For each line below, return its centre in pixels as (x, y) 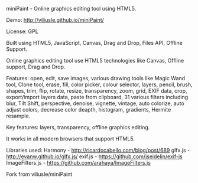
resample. (18, 116)
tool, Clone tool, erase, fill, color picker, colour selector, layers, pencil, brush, (99, 84)
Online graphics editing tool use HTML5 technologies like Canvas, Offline (95, 61)
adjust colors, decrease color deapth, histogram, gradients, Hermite (89, 110)
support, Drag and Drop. (36, 67)
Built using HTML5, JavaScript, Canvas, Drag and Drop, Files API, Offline (95, 43)
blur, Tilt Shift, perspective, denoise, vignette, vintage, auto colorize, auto (95, 103)
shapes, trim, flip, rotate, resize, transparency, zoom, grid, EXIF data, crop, (97, 91)
